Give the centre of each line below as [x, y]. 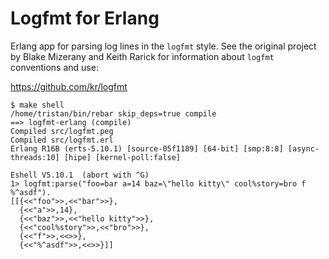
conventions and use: [54, 67]
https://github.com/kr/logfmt [69, 86]
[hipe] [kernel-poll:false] [122, 157]
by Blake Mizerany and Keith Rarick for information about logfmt [142, 56]
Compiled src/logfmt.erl [62, 140]
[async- [303, 148]
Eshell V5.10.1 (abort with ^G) [80, 175]
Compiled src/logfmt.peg [62, 131]
